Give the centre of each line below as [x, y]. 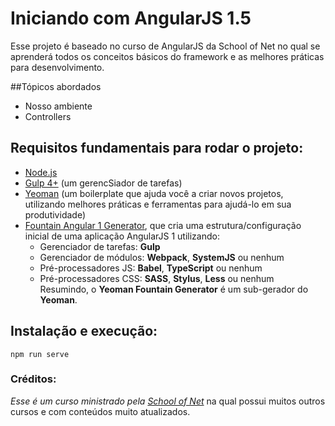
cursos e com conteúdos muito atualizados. [100, 411]
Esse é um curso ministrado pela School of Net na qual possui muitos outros [168, 401]
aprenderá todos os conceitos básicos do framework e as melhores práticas [167, 56]
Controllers [48, 116]
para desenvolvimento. [57, 67]
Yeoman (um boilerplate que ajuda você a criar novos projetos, [154, 193]
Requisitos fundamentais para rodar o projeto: [157, 148]
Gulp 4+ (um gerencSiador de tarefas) [103, 183]
